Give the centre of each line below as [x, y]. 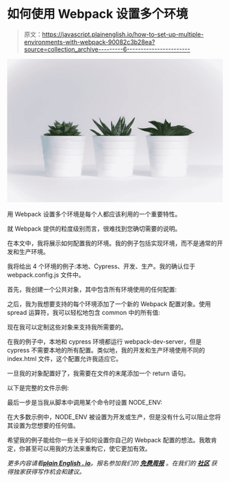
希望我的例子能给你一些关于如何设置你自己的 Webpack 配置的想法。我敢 [109, 440]
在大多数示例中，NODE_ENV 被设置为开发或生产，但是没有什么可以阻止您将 [114, 417]
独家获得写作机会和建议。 [49, 472]
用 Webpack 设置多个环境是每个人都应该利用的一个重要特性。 [94, 214]
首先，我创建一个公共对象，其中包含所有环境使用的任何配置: [92, 290]
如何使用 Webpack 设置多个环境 [98, 14]
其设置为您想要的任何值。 [43, 426]
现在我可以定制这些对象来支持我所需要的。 [67, 327]
